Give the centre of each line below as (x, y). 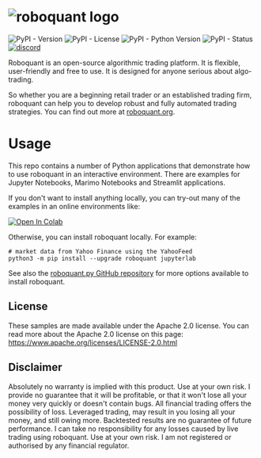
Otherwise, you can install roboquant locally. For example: (103, 237)
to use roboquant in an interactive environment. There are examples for (124, 174)
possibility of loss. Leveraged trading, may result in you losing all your (122, 411)
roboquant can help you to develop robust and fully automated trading (123, 103)
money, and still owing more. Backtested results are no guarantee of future (130, 420)
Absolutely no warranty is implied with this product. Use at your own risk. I (129, 386)
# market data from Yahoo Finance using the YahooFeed (100, 251)
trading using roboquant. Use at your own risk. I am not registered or (120, 437)
